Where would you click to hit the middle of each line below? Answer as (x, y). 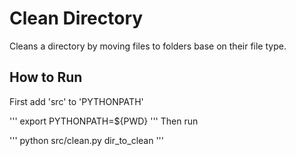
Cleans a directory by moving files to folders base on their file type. (148, 46)
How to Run (46, 77)
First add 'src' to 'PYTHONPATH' (76, 101)
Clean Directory (76, 18)
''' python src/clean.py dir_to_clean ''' (86, 140)
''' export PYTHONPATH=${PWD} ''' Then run (104, 121)
